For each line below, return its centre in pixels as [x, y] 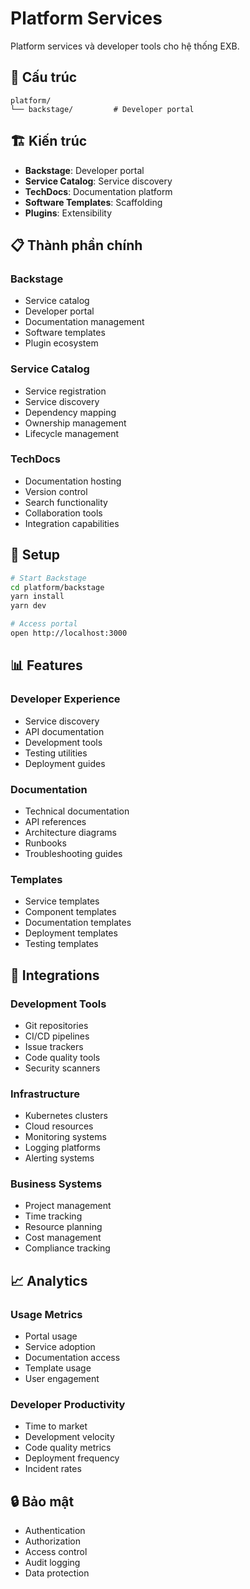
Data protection [57, 1573]
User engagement [62, 1379]
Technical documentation [77, 811]
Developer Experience [65, 699]
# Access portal [44, 624]
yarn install [37, 597]
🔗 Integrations [55, 975]
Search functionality [66, 502]
